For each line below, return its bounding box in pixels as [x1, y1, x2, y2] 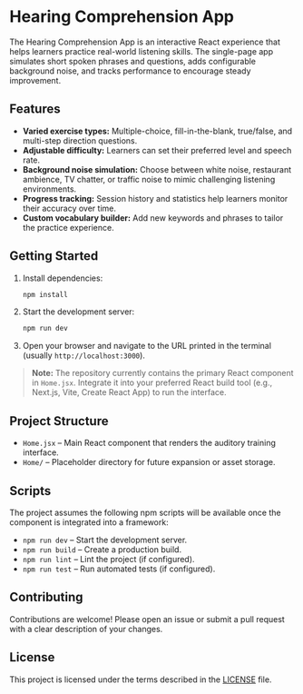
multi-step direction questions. [22, 134, 138, 146]
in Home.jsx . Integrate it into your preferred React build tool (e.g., [31, 377, 273, 388]
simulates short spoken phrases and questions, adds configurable [9, 55, 257, 66]
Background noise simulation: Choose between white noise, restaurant [22, 164, 292, 174]
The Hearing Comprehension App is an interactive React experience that [9, 36, 281, 47]
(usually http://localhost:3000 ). [22, 350, 145, 361]
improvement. [9, 74, 62, 85]
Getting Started [9, 248, 99, 264]
